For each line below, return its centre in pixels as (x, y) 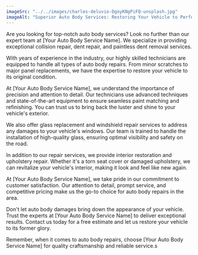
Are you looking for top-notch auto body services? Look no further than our (98, 34)
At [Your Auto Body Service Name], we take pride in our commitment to (93, 179)
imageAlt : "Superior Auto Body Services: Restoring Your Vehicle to (92, 17)
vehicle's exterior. (28, 113)
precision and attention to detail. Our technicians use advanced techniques (97, 94)
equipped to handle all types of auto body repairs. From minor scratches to (97, 64)
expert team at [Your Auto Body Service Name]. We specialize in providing (96, 40)
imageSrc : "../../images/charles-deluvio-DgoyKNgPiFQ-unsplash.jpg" (92, 12)
